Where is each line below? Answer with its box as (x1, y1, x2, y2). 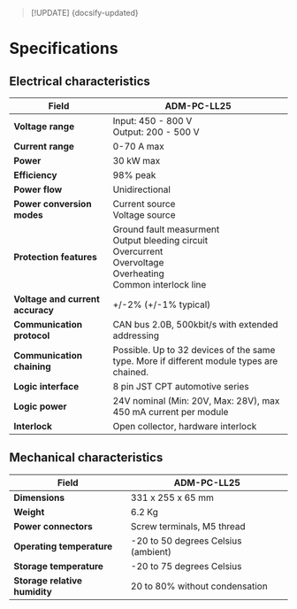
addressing (112, 329, 160, 342)
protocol (13, 329, 50, 342)
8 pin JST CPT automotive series (112, 381, 249, 392)
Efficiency (13, 169, 57, 181)
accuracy (13, 304, 55, 316)
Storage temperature (13, 559, 104, 572)
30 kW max (112, 155, 161, 166)
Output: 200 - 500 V (112, 126, 200, 138)
